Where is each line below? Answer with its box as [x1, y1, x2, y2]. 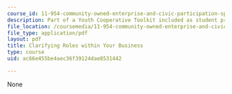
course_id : [7, 10, 39, 17]
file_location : [7, 23, 51, 30]
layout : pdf [7, 36, 41, 43]
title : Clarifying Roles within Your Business [7, 42, 144, 49]
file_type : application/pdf [7, 29, 88, 37]
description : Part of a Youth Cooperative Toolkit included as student [7, 17, 217, 23]
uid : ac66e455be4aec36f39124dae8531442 [7, 55, 122, 62]
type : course [7, 49, 45, 56]
